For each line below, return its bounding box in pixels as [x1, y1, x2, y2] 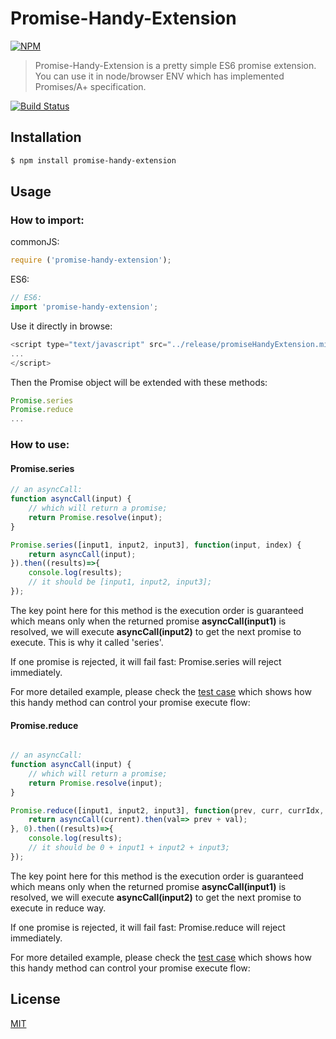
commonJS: [10, 236, 60, 248]
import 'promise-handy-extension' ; [10, 302, 159, 312]
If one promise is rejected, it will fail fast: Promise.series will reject [10, 655, 282, 667]
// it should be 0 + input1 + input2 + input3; [28, 843, 230, 853]
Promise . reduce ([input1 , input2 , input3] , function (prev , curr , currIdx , [10, 805, 325, 816]
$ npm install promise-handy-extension [10, 155, 177, 166]
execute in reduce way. [10, 902, 107, 914]
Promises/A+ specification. [34, 80, 147, 92]
